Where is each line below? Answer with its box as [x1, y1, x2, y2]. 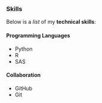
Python [14, 45, 33, 52]
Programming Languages [6, 32, 70, 39]
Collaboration [6, 71, 41, 79]
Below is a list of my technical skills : [6, 18, 97, 26]
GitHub [14, 85, 33, 92]
